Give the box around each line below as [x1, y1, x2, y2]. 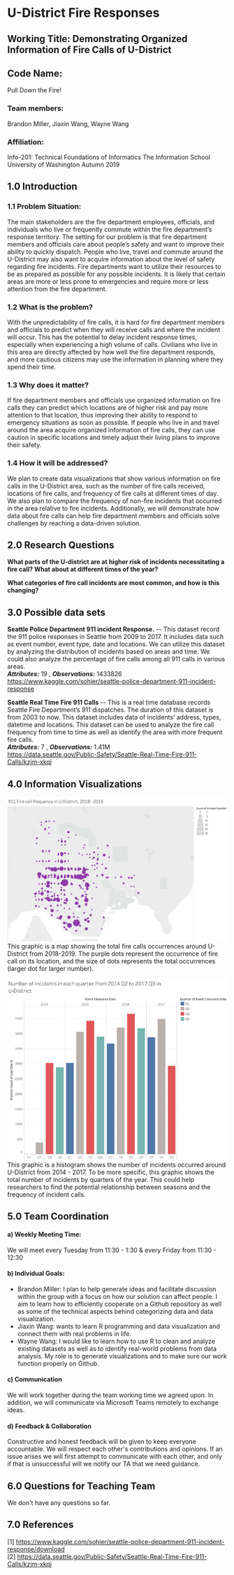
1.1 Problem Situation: [7, 202, 82, 212]
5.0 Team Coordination [7, 1211, 110, 1223]
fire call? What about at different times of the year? [7, 565, 159, 574]
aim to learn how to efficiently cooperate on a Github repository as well [17, 1300, 222, 1308]
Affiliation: [7, 137, 44, 146]
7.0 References [7, 1519, 74, 1531]
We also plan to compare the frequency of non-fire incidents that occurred [7, 496, 222, 505]
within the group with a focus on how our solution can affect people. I [17, 1292, 218, 1300]
